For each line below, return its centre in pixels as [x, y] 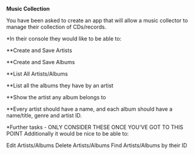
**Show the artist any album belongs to [56, 97]
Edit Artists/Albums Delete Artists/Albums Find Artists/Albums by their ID [97, 145]
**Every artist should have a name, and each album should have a [89, 109]
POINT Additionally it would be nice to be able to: [68, 134]
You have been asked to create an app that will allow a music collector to [97, 20]
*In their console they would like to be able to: [64, 38]
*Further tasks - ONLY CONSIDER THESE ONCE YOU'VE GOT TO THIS [95, 127]
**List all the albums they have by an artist [60, 85]
